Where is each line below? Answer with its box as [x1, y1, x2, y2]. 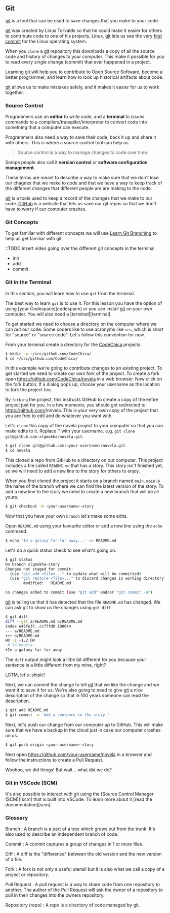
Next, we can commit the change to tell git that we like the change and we [5, 682, 159, 688]
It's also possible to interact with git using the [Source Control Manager [5, 791, 154, 797]
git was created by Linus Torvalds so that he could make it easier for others [5, 27, 162, 34]
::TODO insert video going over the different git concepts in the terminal [5, 245, 155, 251]
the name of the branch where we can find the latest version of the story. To [5, 483, 164, 489]
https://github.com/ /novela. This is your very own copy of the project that [5, 407, 158, 414]
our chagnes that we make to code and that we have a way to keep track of [5, 180, 162, 186]
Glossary [5, 814, 28, 821]
